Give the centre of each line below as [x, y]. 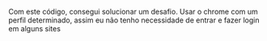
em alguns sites [34, 29]
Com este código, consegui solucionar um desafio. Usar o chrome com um [133, 12]
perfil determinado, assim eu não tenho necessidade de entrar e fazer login [134, 20]
